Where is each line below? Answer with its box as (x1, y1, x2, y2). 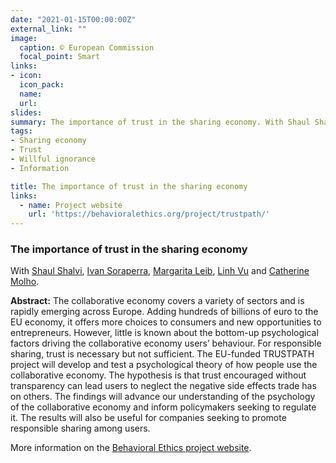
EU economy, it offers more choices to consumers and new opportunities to (10, 316, 322, 328)
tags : (10, 126, 33, 136)
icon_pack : (19, 80, 65, 90)
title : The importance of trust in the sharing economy (10, 181, 248, 191)
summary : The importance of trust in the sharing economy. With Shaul (10, 117, 311, 127)
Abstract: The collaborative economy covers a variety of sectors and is (10, 295, 305, 307)
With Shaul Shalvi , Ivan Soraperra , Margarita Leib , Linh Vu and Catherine (10, 265, 310, 277)
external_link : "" (10, 24, 87, 34)
